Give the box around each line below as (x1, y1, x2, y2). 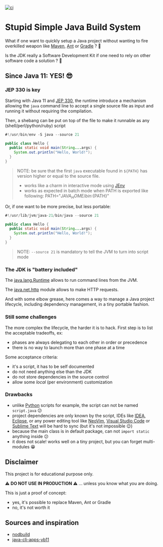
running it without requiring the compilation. (5, 108, 93, 114)
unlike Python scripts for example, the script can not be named (12, 402, 139, 408)
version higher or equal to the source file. (17, 173, 100, 179)
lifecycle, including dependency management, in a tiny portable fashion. (5, 301, 150, 307)
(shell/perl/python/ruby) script (5, 123, 66, 128)
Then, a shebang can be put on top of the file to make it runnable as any (5, 117, 150, 123)
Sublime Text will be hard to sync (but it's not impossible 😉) (12, 423, 133, 429)
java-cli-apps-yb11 (12, 537, 50, 543)
